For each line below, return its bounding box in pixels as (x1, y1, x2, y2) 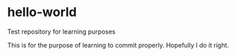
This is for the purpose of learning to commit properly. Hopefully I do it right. (7, 41, 229, 49)
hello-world (7, 4, 77, 20)
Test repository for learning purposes (7, 27, 116, 36)
